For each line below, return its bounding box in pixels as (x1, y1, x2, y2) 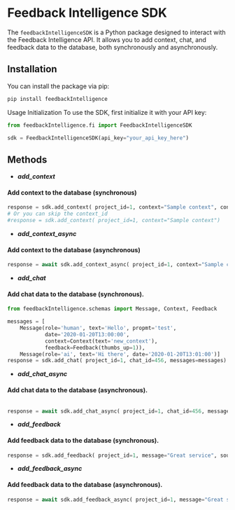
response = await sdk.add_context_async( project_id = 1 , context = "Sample (7, 261, 224, 268)
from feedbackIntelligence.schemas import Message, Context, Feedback (7, 305, 218, 312)
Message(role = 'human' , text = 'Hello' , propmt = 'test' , (20, 324, 177, 332)
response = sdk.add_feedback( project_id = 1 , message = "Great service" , (7, 452, 218, 459)
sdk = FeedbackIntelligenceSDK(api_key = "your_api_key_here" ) (7, 135, 190, 142)
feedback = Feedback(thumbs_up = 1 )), (44, 344, 145, 351)
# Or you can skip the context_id (7, 210, 108, 218)
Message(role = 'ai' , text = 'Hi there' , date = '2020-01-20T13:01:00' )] (20, 350, 220, 358)
